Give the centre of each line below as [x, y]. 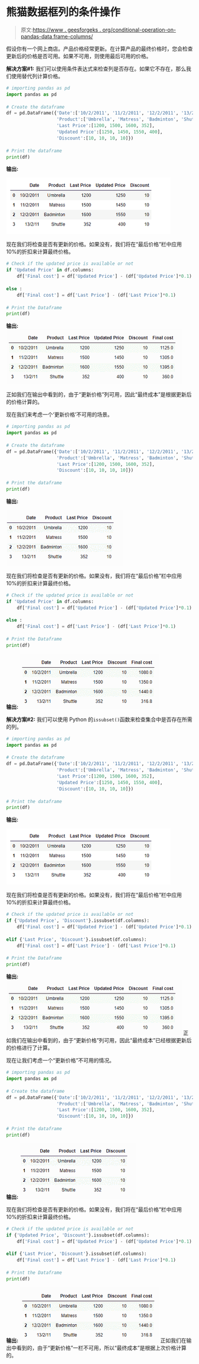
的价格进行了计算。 [30, 1048]
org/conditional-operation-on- [139, 30]
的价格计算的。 [24, 402]
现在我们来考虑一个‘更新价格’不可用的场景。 [60, 415]
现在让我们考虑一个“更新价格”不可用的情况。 [60, 1061]
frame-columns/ [73, 36]
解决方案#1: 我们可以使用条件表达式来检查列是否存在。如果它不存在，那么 [96, 68]
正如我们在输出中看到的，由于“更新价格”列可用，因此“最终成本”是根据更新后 [99, 395]
